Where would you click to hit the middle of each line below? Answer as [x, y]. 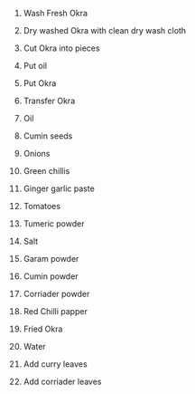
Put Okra [40, 83]
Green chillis [46, 171]
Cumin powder [51, 276]
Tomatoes [42, 206]
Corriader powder [56, 294]
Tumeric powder [54, 224]
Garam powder [51, 259]
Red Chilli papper [56, 311]
